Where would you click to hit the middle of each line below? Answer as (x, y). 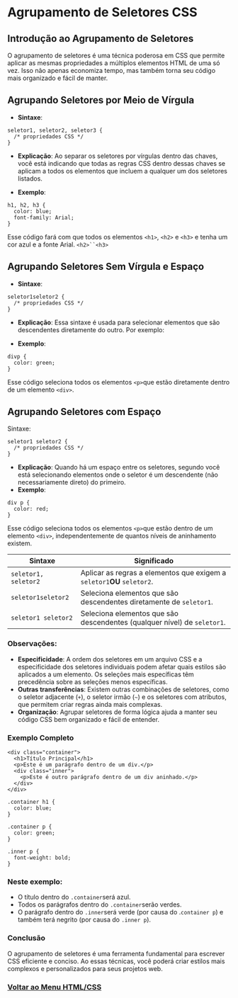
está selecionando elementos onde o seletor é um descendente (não (118, 475)
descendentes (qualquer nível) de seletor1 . (153, 623)
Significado (154, 561)
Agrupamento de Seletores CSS (102, 12)
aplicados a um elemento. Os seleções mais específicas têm (106, 674)
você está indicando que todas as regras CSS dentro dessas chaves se (121, 163)
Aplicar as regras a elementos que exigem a (153, 573)
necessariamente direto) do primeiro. (72, 482)
